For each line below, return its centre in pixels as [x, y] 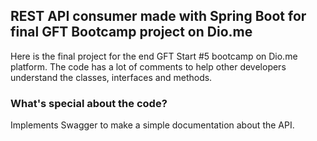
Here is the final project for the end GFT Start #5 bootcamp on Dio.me [154, 56]
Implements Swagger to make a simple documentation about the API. [152, 125]
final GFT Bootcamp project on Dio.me [131, 32]
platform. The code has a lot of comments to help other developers [148, 66]
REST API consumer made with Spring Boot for [158, 16]
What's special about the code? [89, 103]
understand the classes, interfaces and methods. [111, 77]
